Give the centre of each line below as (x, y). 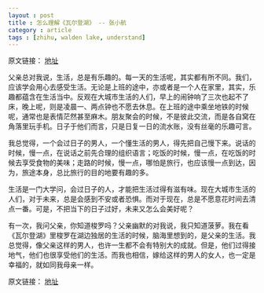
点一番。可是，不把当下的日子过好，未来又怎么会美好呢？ (101, 209)
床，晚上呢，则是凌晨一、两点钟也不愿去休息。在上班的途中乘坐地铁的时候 (128, 107)
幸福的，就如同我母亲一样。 (53, 265)
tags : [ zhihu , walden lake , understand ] (77, 37)
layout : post (31, 15)
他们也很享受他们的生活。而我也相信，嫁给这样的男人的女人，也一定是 (142, 255)
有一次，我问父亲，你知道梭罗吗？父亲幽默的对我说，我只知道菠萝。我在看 (128, 225)
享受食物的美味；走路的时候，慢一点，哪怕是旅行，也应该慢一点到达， (135, 163)
